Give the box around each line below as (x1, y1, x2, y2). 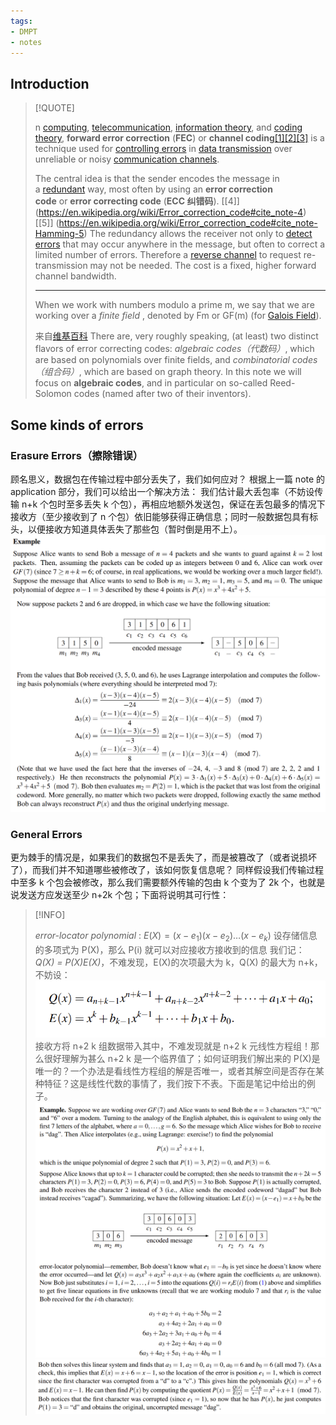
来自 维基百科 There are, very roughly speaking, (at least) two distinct (34, 330, 319, 342)
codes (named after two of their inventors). (73, 388, 252, 400)
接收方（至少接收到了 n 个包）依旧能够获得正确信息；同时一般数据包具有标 (10, 510, 319, 522)
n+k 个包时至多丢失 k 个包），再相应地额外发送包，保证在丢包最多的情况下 (21, 498, 326, 510)
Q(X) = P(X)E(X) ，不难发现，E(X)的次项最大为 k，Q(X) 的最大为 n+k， (34, 956, 323, 968)
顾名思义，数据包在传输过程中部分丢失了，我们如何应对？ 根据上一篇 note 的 (10, 473, 326, 485)
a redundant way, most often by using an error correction (34, 183, 273, 195)
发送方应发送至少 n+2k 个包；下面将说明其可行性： (18, 889, 230, 901)
